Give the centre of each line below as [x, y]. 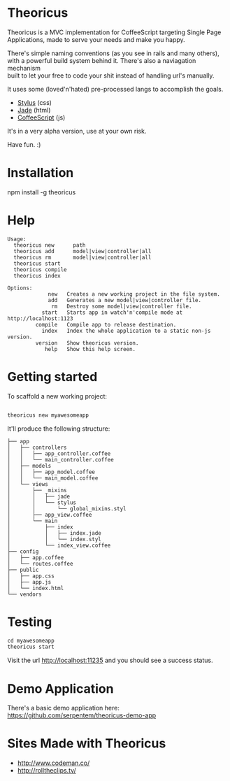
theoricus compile [41, 270]
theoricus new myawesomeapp [48, 415]
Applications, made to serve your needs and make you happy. [96, 39]
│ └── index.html [36, 588]
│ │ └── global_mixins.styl [67, 508]
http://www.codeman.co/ [53, 763]
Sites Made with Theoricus [87, 744]
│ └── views [28, 484]
